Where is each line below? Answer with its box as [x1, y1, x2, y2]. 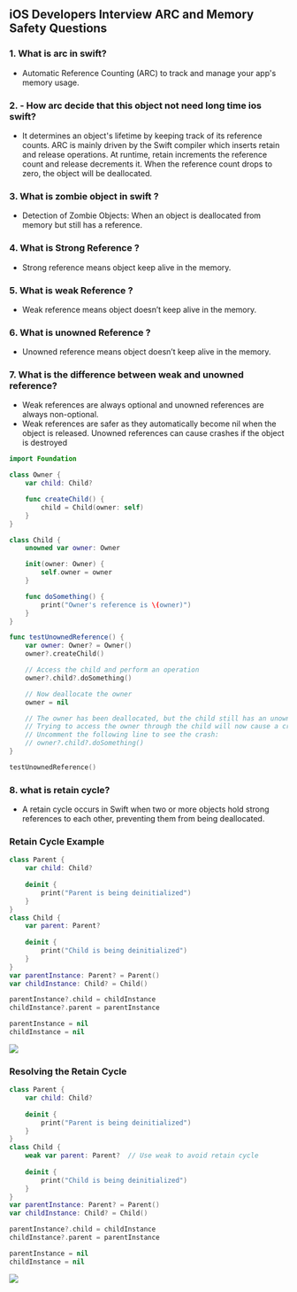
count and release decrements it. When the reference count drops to [21, 159, 272, 169]
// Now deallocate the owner [25, 689, 133, 698]
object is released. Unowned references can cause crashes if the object [21, 428, 285, 439]
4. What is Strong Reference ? [9, 242, 140, 254]
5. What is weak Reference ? [9, 284, 133, 296]
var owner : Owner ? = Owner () [25, 642, 133, 650]
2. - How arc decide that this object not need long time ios [9, 99, 263, 112]
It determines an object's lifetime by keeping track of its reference [21, 130, 263, 141]
